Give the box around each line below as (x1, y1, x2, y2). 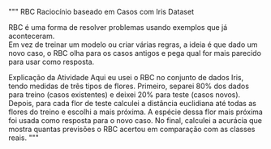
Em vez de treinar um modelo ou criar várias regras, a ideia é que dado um (8, 40, 258, 49)
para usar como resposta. (8, 57, 95, 66)
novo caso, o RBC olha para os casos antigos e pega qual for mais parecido (8, 49, 262, 57)
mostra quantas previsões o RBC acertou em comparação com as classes (8, 125, 256, 134)
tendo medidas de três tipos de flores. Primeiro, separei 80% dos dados (8, 81, 250, 91)
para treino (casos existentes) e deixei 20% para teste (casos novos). (8, 90, 241, 100)
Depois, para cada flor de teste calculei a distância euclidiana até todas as (8, 99, 257, 108)
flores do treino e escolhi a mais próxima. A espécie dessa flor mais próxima (8, 107, 264, 117)
